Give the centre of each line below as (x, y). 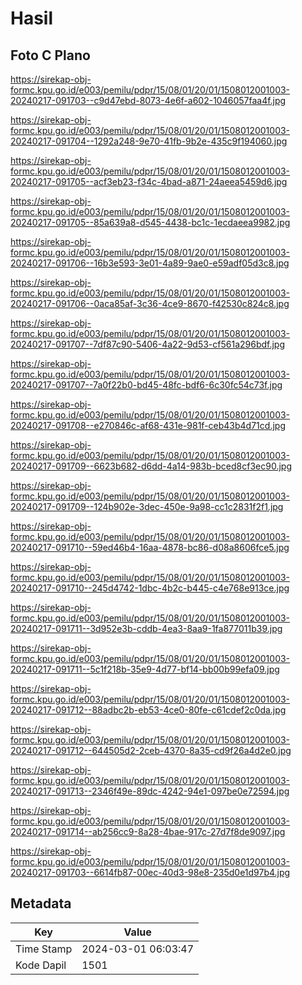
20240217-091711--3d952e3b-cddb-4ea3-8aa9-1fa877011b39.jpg (146, 628)
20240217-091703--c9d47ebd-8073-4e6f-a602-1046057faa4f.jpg (148, 100)
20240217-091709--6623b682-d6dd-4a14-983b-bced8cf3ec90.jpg (151, 466)
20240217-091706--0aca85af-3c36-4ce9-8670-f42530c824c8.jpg (150, 303)
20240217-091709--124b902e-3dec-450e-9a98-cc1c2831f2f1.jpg (147, 506)
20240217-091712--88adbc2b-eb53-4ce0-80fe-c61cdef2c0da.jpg (148, 710)
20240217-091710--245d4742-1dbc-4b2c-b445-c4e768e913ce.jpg (150, 588)
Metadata (41, 903)
